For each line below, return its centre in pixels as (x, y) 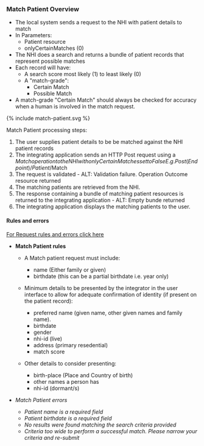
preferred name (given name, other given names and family (108, 313)
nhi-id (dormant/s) (56, 388)
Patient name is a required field (64, 412)
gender (42, 332)
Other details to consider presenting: (70, 363)
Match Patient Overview (43, 9)
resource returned (38, 181)
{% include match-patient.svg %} (48, 118)
